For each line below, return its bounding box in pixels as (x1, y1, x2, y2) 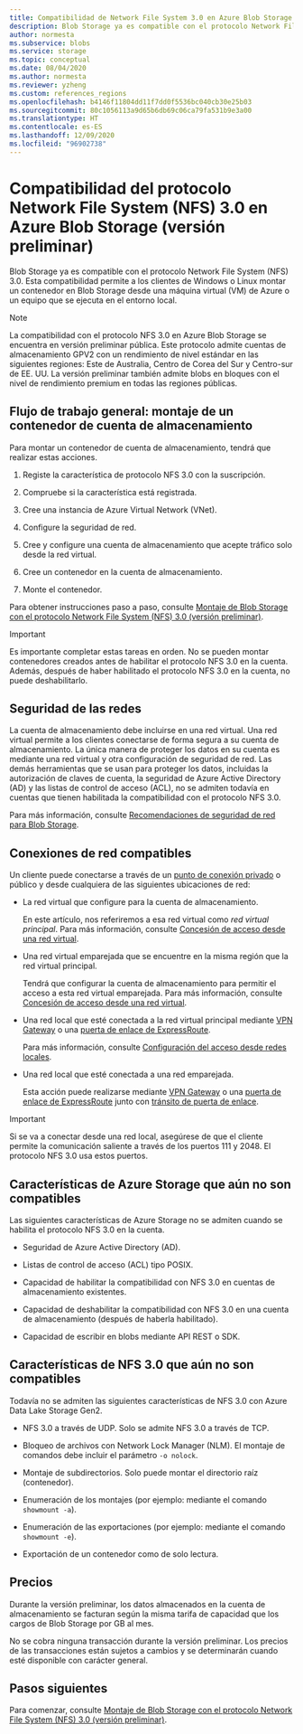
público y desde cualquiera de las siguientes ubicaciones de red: (9, 879, 251, 891)
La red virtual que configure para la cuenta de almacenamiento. (22, 897, 259, 908)
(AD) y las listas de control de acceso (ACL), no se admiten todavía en (9, 783, 270, 794)
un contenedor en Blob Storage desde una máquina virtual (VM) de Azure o (9, 285, 290, 296)
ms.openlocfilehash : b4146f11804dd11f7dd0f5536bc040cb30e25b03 (9, 97, 252, 107)
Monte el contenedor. (22, 584, 103, 595)
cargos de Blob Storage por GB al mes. (9, 1617, 154, 1628)
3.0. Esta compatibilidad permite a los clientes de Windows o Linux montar (9, 275, 287, 286)
